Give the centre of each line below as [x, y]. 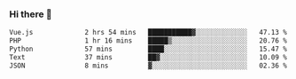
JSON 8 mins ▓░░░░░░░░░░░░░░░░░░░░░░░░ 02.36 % [148, 66]
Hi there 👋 [31, 14]
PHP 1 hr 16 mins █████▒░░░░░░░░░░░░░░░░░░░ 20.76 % [148, 41]
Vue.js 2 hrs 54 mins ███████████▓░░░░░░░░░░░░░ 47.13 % [148, 33]
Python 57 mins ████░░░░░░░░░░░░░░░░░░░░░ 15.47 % [148, 49]
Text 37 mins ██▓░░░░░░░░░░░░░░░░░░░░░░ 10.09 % [148, 57]
